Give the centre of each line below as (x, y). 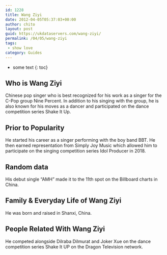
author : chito (20, 24)
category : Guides (24, 53)
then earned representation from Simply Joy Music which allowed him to (81, 145)
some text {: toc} (30, 67)
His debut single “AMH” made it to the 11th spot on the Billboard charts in (81, 179)
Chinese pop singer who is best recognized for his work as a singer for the (83, 95)
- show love (20, 48)
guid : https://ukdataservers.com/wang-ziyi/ (53, 34)
